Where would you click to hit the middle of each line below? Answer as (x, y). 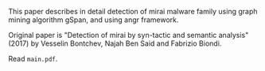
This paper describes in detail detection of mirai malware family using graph (133, 11)
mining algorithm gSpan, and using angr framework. (94, 20)
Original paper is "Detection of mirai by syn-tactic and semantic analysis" (129, 35)
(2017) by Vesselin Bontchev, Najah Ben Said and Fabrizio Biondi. (115, 43)
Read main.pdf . (33, 59)
